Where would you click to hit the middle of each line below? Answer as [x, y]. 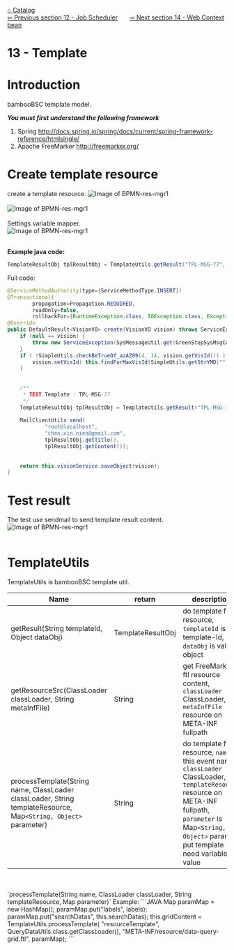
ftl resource [202, 675]
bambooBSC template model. [49, 105]
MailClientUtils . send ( [53, 421]
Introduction [44, 85]
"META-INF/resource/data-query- [171, 932]
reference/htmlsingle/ [48, 139]
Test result [39, 500]
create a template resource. [47, 194]
